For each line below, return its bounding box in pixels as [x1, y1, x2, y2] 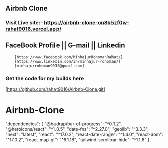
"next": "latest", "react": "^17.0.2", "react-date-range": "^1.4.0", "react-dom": [5, 131, 164, 138]
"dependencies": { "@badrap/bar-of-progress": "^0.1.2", [5, 121, 122, 127]
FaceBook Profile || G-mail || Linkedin [5, 41, 125, 50]
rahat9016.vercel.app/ [5, 25, 62, 32]
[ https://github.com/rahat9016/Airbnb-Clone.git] [5, 86, 106, 92]
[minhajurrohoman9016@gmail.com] [14, 63, 85, 69]
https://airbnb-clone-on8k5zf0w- [44, 19, 130, 26]
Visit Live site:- [5, 19, 43, 26]
